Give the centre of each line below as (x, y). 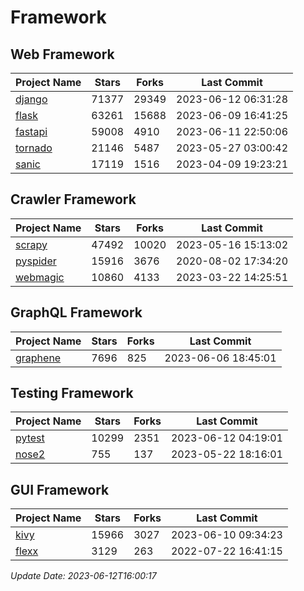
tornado (34, 148)
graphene (38, 358)
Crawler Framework (73, 199)
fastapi (31, 131)
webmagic (40, 277)
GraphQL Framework (76, 312)
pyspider (36, 261)
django (31, 99)
